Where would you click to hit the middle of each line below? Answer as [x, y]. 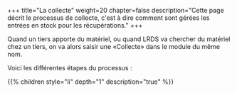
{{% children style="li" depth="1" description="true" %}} [91, 82]
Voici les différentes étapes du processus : [70, 68]
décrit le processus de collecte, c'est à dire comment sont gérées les [109, 18]
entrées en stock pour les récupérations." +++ [75, 25]
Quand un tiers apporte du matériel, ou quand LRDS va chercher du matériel [119, 39]
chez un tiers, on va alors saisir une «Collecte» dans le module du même [114, 46]
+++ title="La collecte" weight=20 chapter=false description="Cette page [116, 10]
